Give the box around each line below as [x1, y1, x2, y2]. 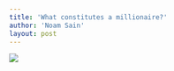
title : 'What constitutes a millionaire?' [9, 12, 168, 22]
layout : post [9, 29, 57, 38]
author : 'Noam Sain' [9, 21, 86, 30]
